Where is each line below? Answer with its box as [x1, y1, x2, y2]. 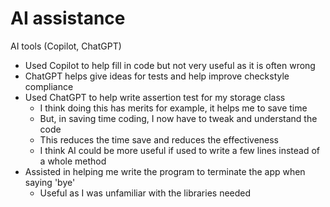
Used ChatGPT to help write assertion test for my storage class [24, 91, 286, 103]
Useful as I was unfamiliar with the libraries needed [39, 187, 252, 199]
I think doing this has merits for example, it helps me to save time [39, 102, 308, 114]
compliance [24, 80, 74, 92]
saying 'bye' [24, 176, 76, 188]
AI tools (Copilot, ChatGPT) [10, 40, 122, 52]
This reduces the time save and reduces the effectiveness [39, 133, 280, 146]
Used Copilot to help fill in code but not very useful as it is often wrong [24, 59, 316, 71]
